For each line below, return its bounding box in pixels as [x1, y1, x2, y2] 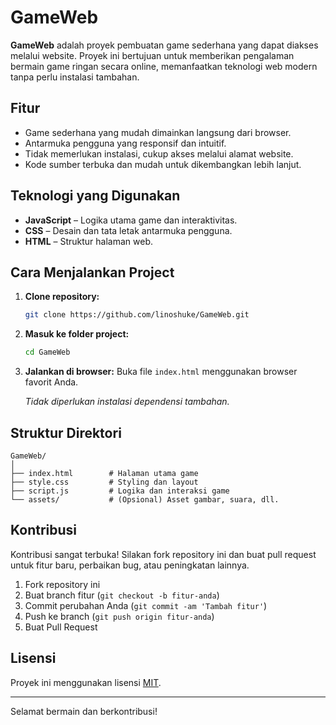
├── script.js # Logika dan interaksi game [10, 486, 230, 496]
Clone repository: [24, 291, 100, 303]
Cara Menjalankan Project [10, 264, 175, 281]
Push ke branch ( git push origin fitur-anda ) [24, 610, 215, 622]
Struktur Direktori [10, 424, 122, 441]
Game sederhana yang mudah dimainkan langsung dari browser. [24, 126, 292, 138]
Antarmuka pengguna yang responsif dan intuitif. [24, 137, 227, 149]
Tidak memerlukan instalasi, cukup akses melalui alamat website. [24, 147, 294, 160]
